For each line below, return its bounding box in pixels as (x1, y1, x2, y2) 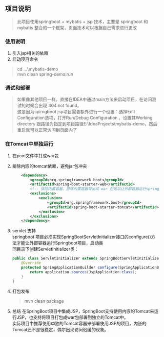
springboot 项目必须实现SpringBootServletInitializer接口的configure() (12, 234, 151, 240)
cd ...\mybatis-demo (17, 66, 59, 72)
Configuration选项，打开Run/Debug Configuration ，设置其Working (17, 115, 153, 121)
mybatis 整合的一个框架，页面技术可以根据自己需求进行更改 (17, 24, 137, 30)
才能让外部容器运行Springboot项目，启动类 (16, 240, 103, 246)
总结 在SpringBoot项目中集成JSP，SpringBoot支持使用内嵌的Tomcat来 (12, 308, 155, 314)
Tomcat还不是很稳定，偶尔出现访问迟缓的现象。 (12, 326, 109, 332)
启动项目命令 (12, 56, 38, 62)
